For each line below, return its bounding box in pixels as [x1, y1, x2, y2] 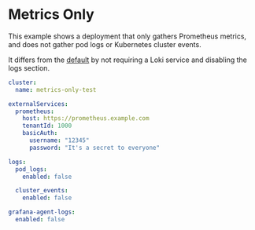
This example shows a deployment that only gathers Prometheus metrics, [8, 31, 246, 41]
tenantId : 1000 [22, 122, 72, 130]
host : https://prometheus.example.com [22, 115, 150, 122]
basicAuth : [22, 130, 58, 137]
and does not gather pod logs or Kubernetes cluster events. [8, 39, 202, 49]
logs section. [8, 63, 50, 72]
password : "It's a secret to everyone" [28, 144, 160, 152]
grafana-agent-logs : [8, 208, 76, 217]
